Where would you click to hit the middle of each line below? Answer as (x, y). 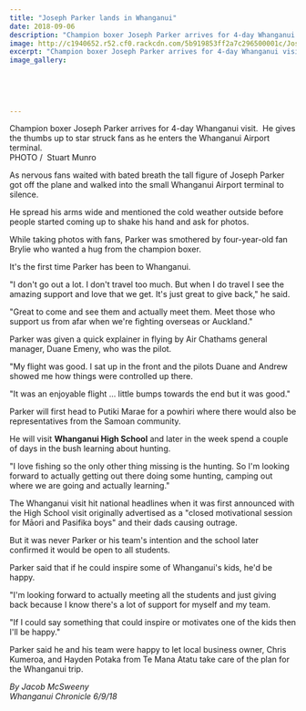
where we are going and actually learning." (90, 486)
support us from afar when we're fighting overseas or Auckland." (131, 322)
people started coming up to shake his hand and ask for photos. (129, 222)
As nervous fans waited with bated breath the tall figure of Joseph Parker (147, 175)
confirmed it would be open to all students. (90, 550)
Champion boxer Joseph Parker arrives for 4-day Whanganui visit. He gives (153, 129)
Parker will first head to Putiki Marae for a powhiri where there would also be (153, 412)
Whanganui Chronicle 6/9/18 (63, 696)
